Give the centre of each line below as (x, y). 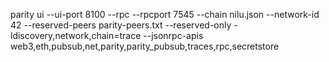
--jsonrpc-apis (173, 35)
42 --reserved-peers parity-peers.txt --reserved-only (121, 25)
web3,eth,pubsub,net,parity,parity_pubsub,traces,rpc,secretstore (145, 46)
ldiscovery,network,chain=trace (76, 35)
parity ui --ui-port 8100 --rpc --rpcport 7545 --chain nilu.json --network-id (165, 14)
